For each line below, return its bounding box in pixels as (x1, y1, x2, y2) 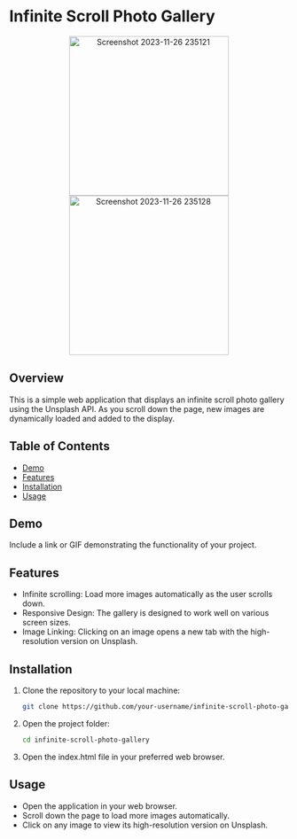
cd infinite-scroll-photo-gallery (21, 735, 150, 744)
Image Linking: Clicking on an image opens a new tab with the (21, 626, 249, 637)
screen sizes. (21, 618, 71, 628)
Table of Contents (9, 439, 111, 454)
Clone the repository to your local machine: (21, 685, 180, 695)
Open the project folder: (21, 718, 111, 728)
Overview (9, 370, 65, 386)
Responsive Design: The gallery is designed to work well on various (21, 608, 270, 618)
